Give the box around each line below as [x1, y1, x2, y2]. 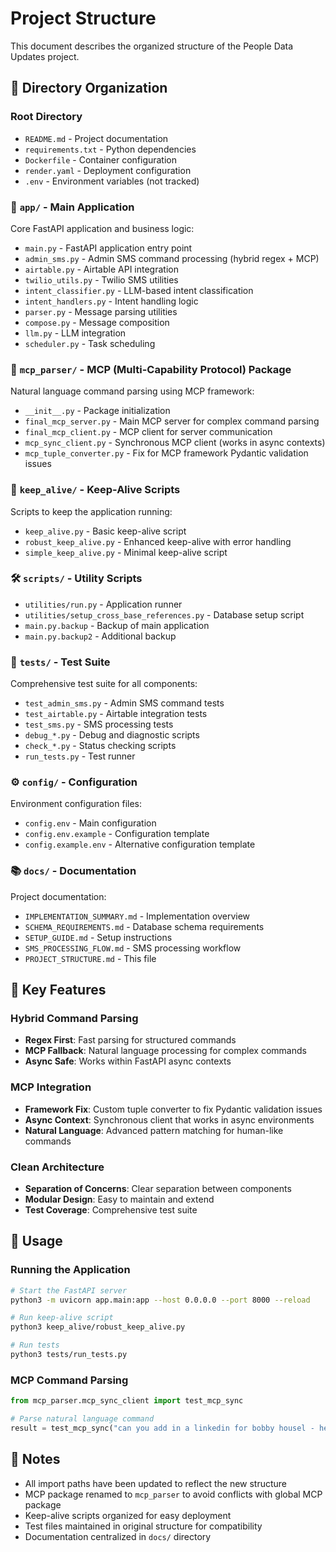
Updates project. [10, 50, 80, 62]
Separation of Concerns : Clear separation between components [24, 1182, 292, 1194]
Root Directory [10, 110, 83, 124]
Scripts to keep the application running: [10, 505, 173, 517]
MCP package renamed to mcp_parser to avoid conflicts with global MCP [24, 1488, 323, 1500]
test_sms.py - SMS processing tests [24, 718, 174, 731]
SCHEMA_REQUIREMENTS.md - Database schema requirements [24, 920, 265, 932]
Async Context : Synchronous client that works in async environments [24, 1113, 315, 1126]
